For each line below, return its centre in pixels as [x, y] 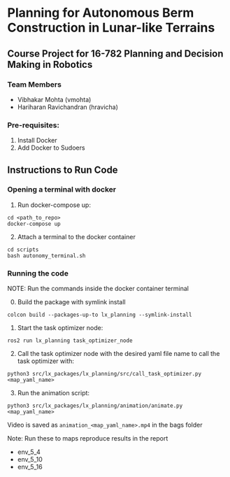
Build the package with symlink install [71, 302]
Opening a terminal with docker [62, 190]
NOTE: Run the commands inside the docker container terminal [98, 289]
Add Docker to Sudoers [51, 148]
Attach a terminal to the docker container [77, 236]
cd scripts [23, 250]
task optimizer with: [46, 361]
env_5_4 [29, 452]
